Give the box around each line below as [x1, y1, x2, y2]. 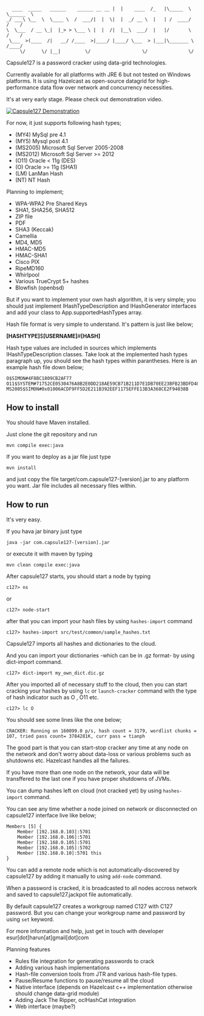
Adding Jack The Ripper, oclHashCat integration [15, 996, 136, 1003]
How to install [6, 403, 59, 413]
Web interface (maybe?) [15, 1003, 76, 1010]
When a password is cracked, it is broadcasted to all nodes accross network [6, 884, 197, 892]
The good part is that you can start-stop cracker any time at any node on [6, 744, 189, 751]
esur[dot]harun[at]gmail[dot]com [6, 934, 89, 941]
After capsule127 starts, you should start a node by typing [6, 573, 151, 580]
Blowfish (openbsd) [15, 284, 65, 291]
